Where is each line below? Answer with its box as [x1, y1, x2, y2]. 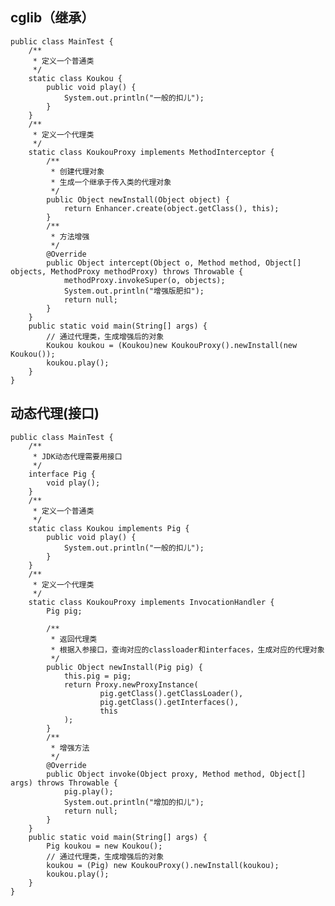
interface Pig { [28, 469, 97, 479]
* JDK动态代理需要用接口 [32, 451, 123, 462]
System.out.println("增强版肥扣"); [63, 286, 205, 296]
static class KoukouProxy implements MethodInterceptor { [28, 147, 275, 157]
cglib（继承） [10, 9, 95, 27]
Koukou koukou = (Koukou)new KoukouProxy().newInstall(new [46, 340, 298, 350]
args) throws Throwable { [10, 778, 118, 788]
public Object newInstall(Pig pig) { [46, 662, 203, 672]
